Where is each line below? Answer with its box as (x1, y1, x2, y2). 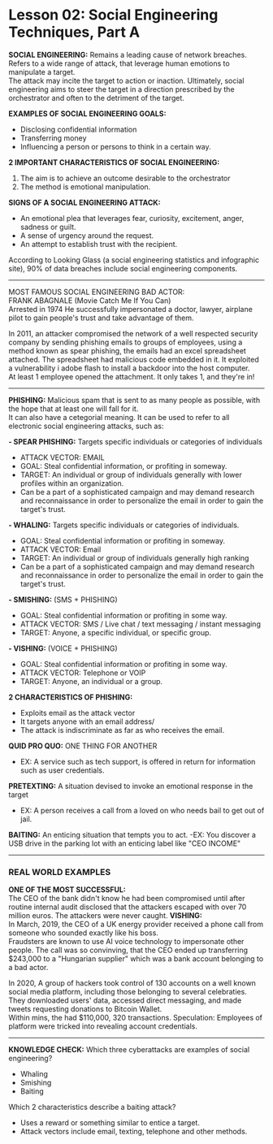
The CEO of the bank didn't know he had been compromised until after (8, 894, 245, 903)
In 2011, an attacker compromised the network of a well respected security (8, 328, 258, 338)
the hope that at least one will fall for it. (8, 404, 139, 414)
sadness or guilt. (19, 222, 76, 232)
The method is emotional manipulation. (19, 181, 151, 192)
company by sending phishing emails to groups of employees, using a (8, 337, 243, 347)
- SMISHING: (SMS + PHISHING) (8, 595, 118, 604)
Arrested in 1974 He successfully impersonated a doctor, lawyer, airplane (8, 304, 253, 314)
